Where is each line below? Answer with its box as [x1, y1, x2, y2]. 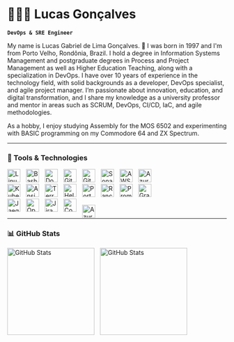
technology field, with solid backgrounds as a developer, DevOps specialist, [7, 78, 225, 86]
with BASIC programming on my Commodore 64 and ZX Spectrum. [7, 129, 200, 137]
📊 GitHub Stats [7, 229, 61, 239]
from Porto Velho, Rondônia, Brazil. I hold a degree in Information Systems [7, 49, 221, 57]
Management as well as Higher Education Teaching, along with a [7, 63, 193, 72]
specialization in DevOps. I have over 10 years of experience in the [7, 71, 198, 79]
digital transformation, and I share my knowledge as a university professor [7, 93, 221, 102]
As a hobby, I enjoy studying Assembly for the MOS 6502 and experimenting [7, 121, 227, 130]
